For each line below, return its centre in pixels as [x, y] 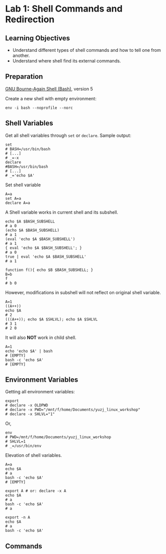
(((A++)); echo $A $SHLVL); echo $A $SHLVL [52, 319]
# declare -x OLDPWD [27, 405]
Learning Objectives [38, 38]
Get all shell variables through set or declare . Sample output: [68, 135]
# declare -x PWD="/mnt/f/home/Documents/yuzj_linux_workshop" [73, 410]
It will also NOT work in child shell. [41, 337]
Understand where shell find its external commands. [67, 61]
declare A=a [18, 203]
